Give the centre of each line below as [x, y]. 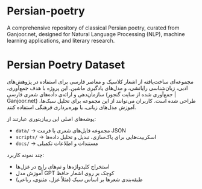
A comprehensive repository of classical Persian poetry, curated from [93, 28]
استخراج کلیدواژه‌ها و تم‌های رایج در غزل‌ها [63, 166]
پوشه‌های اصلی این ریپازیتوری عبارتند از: [51, 119]
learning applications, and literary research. [61, 40]
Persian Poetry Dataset [66, 65]
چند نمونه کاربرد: [26, 155]
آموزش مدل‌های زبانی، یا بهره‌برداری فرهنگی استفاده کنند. [71, 107]
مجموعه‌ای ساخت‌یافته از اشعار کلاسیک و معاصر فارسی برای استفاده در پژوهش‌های [100, 81]
